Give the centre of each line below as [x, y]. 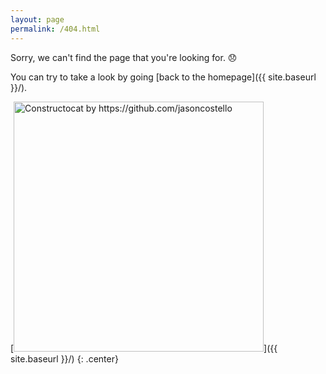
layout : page [37, 19]
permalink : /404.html [55, 29]
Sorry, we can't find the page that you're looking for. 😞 [124, 57]
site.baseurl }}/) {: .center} [64, 358]
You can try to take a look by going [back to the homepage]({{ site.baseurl [163, 77]
